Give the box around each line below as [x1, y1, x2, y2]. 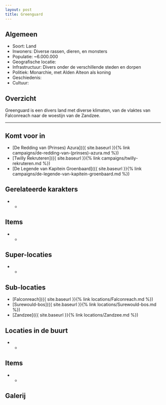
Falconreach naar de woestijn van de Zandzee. [5, 113, 100, 119]
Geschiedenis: [12, 75, 42, 81]
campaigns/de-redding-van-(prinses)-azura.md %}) [12, 150, 119, 156]
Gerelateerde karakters [5, 185, 78, 194]
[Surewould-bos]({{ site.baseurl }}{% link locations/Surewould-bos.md [12, 302, 157, 308]
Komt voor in [5, 131, 45, 140]
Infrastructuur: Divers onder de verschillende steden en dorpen [12, 64, 141, 70]
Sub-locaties [5, 283, 46, 291]
